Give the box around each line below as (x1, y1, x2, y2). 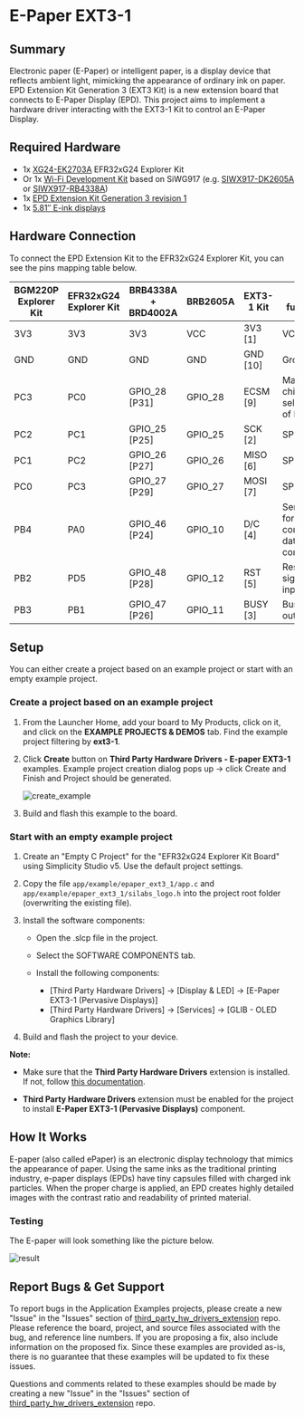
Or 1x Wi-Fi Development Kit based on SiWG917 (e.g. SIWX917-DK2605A (22, 173, 295, 184)
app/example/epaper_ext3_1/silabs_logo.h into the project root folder (22, 888, 281, 899)
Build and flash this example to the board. (22, 808, 178, 819)
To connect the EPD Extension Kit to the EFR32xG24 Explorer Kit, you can (9, 253, 285, 263)
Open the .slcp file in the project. (35, 933, 158, 943)
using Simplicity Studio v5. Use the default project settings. (22, 861, 243, 872)
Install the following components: (35, 968, 160, 979)
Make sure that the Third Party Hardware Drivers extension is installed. (22, 1067, 290, 1077)
